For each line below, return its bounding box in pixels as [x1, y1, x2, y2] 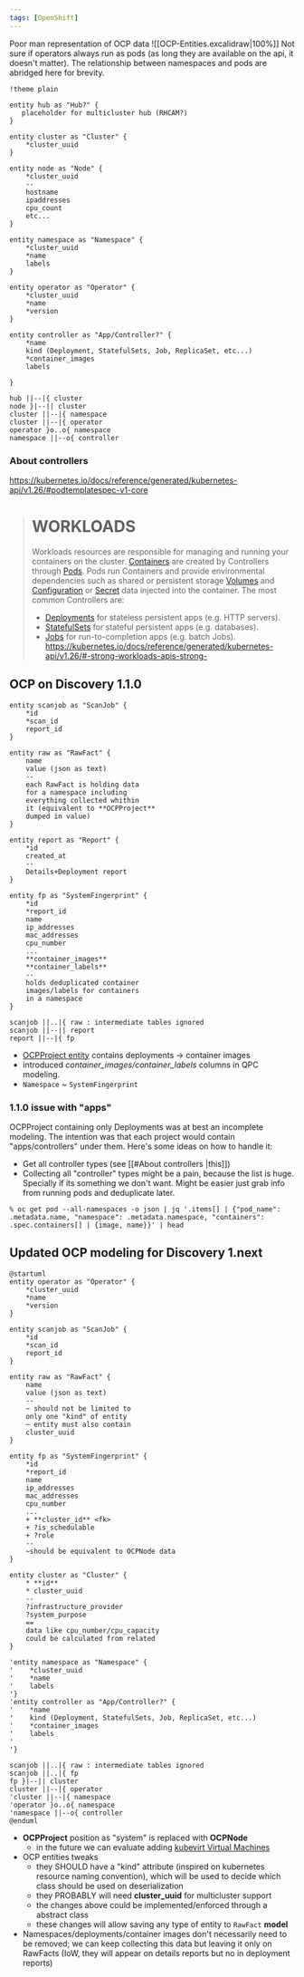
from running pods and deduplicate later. [22, 1187, 176, 1198]
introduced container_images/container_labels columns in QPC [22, 1059, 260, 1070]
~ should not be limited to [25, 1403, 131, 1413]
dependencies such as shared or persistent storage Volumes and [31, 574, 275, 585]
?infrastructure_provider [25, 1602, 124, 1611]
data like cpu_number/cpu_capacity [25, 1625, 160, 1635]
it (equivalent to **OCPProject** [25, 804, 156, 813]
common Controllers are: [31, 594, 125, 605]
